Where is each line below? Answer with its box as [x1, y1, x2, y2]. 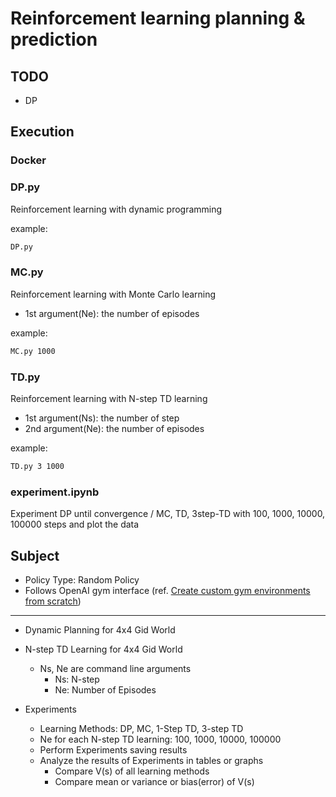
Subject [10, 547, 60, 564]
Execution [10, 123, 75, 141]
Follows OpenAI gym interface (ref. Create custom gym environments [24, 584, 311, 596]
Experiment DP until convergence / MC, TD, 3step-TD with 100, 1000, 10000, [10, 508, 326, 520]
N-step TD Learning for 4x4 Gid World [24, 643, 183, 655]
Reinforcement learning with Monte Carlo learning [10, 288, 217, 300]
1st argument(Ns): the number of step [24, 412, 180, 424]
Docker [10, 153, 47, 167]
